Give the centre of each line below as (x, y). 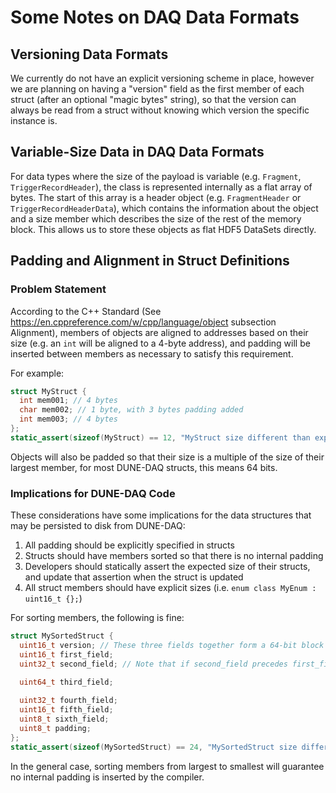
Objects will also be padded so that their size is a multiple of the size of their (167, 457)
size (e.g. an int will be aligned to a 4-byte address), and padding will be (160, 343)
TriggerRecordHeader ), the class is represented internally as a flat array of (161, 187)
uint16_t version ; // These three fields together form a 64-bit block (172, 645)
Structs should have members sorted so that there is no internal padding (174, 556)
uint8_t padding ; (55, 728)
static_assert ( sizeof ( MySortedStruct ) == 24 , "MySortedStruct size (154, 747)
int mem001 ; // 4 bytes (68, 401)
